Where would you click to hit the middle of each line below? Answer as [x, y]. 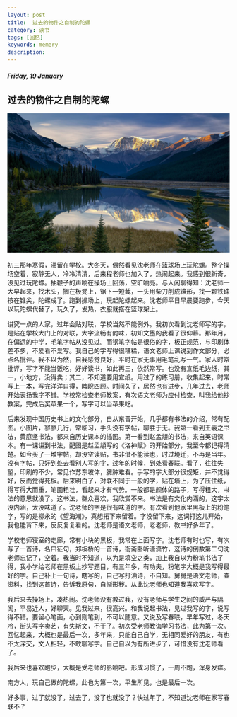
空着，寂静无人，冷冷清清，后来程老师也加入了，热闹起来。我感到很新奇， [121, 274]
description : [26, 52]
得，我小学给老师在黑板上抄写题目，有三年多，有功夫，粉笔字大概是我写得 [115, 567]
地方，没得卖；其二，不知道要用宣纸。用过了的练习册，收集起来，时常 [128, 377]
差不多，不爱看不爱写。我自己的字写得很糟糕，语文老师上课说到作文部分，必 [119, 351]
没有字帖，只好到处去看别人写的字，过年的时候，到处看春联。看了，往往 [112, 463]
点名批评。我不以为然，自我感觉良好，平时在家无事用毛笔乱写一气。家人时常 [119, 360]
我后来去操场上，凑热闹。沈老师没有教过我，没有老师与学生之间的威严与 [112, 600]
